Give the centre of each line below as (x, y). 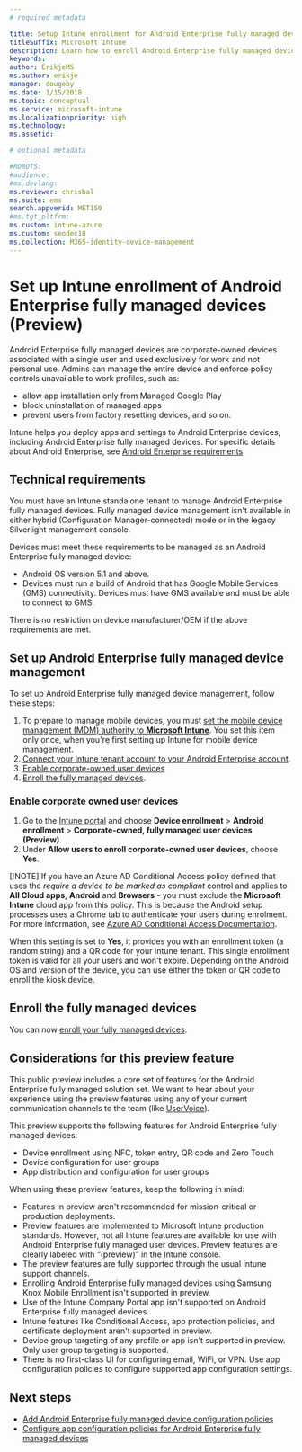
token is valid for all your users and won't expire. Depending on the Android (149, 961)
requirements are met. (50, 629)
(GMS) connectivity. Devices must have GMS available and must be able (156, 593)
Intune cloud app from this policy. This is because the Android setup (136, 905)
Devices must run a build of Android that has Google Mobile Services (150, 583)
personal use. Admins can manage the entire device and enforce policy (141, 369)
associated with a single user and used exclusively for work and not (135, 359)
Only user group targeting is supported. (95, 1350)
